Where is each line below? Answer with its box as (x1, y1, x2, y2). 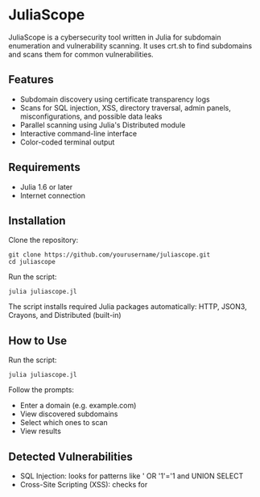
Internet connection (19, 190, 86, 200)
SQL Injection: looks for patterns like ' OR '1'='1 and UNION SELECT (19, 471, 244, 481)
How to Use (8, 333, 68, 348)
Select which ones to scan (19, 418, 108, 428)
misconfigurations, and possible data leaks (19, 111, 163, 121)
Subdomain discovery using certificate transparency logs (19, 94, 211, 104)
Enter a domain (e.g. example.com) (19, 401, 137, 411)
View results (19, 426, 62, 436)
